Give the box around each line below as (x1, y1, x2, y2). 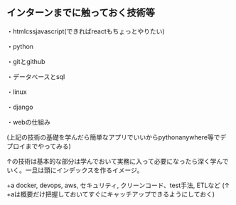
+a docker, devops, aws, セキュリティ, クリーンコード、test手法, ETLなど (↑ (6, 181, 230, 189)
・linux (6, 88, 27, 96)
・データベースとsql (6, 72, 65, 80)
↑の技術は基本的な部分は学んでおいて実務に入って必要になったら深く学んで (6, 157, 229, 165)
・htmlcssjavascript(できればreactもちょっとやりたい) (6, 27, 165, 36)
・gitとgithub (6, 57, 45, 65)
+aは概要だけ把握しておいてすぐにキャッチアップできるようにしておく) (6, 189, 215, 198)
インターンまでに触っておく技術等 (6, 6, 156, 19)
